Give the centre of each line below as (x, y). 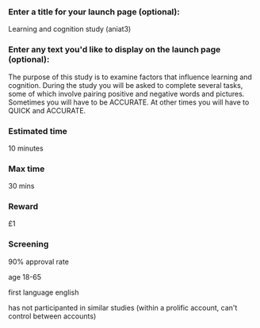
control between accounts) (52, 316)
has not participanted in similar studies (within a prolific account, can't (123, 307)
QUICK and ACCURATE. (47, 110)
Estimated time (38, 131)
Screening (29, 244)
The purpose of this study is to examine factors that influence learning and (130, 77)
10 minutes (26, 148)
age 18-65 (25, 277)
